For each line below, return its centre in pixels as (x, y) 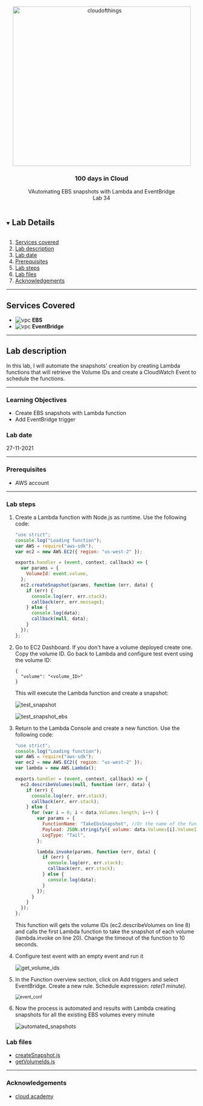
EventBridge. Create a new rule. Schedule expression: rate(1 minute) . (101, 986)
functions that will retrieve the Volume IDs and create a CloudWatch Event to (101, 372)
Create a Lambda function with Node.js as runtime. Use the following (101, 517)
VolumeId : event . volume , (57, 574)
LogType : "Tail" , (64, 835)
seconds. (27, 945)
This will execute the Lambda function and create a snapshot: (92, 693)
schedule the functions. (36, 379)
